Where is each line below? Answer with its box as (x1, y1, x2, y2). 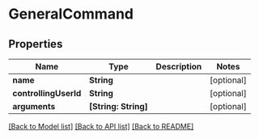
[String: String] (88, 101, 148, 112)
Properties (8, 37, 63, 51)
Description (155, 61, 202, 72)
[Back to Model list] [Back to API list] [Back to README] (8, 122, 194, 131)
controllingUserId (12, 88, 82, 99)
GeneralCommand (8, 5, 134, 23)
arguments (12, 101, 56, 112)
